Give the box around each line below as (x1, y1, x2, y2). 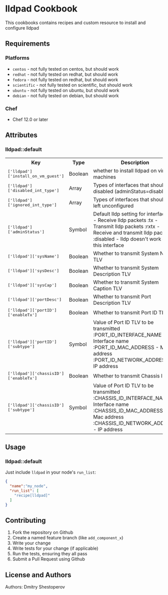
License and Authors (5, 570, 71, 579)
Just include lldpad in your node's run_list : (5, 469, 96, 475)
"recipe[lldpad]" (14, 493, 50, 498)
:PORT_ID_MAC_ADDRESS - (93, 344, 159, 351)
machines (93, 173, 116, 180)
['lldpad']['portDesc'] (7, 297, 62, 302)
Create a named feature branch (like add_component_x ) (12, 535, 123, 541)
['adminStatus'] (7, 229, 45, 235)
